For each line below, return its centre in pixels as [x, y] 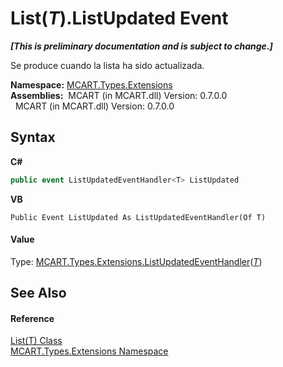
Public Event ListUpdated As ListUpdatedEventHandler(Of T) [138, 217]
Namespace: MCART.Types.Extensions [91, 84]
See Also [38, 293]
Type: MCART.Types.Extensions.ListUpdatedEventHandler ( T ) [136, 261]
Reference [32, 318]
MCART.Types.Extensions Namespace [89, 351]
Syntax [33, 137]
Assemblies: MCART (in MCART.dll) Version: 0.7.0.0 [119, 95]
